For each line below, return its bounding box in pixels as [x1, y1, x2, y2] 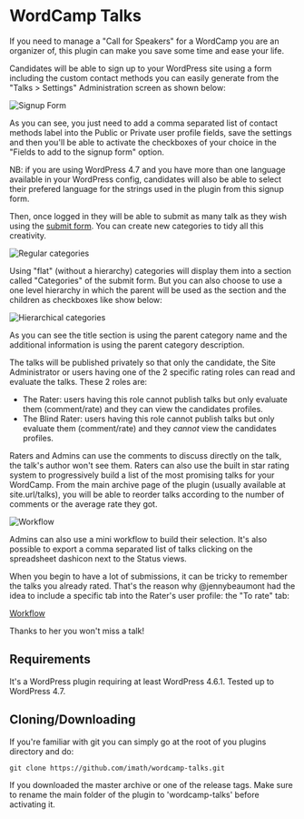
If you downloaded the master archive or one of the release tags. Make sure [9, 779, 293, 790]
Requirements [9, 652, 91, 667]
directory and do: [9, 745, 74, 756]
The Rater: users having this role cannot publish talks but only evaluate [22, 393, 288, 405]
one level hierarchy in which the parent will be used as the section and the [9, 284, 287, 296]
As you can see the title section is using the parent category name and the [9, 329, 288, 340]
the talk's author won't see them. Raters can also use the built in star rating [9, 460, 290, 470]
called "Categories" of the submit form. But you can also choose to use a [9, 275, 283, 286]
